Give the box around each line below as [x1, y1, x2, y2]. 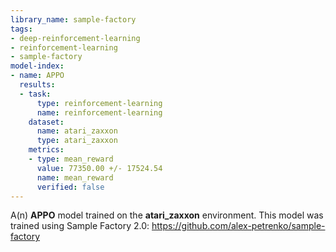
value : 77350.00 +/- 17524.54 [36, 163, 163, 173]
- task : [19, 89, 52, 99]
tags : [10, 24, 33, 34]
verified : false [36, 182, 105, 192]
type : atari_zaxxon [36, 136, 118, 146]
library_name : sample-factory [10, 14, 137, 25]
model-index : [10, 61, 65, 71]
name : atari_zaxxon [36, 126, 118, 136]
